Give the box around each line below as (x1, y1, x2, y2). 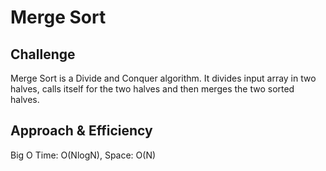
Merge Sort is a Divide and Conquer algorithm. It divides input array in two (10, 72, 317, 84)
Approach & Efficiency (10, 122, 153, 140)
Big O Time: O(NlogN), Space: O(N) (10, 149, 157, 161)
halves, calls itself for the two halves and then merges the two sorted (10, 83, 295, 95)
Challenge (10, 46, 76, 63)
